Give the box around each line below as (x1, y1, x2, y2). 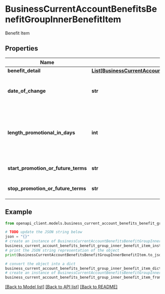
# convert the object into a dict (5, 261, 76, 266)
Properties (5, 44, 38, 53)
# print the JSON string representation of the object (5, 248, 120, 253)
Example (5, 208, 32, 216)
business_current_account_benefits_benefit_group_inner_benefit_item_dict (5, 266, 162, 271)
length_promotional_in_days (7, 129, 75, 136)
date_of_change (7, 87, 46, 94)
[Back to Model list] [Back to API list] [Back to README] (5, 284, 118, 290)
